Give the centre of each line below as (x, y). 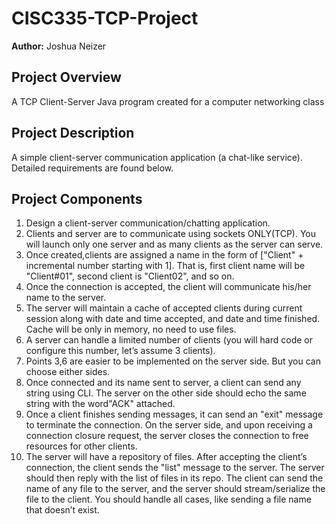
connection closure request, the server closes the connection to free (167, 436)
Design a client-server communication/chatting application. (148, 223)
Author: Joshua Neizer (59, 46)
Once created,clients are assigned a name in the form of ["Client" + (164, 255)
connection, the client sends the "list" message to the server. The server (175, 468)
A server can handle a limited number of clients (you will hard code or (169, 340)
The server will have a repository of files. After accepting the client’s (166, 457)
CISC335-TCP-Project (105, 18)
